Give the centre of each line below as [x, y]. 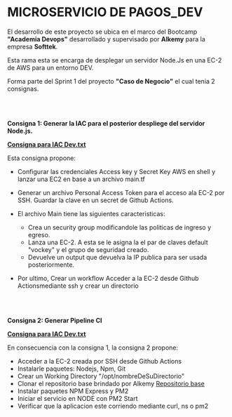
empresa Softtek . [33, 46]
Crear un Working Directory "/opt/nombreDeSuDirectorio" [101, 376]
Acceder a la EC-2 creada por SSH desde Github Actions [100, 361]
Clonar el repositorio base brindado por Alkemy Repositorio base [111, 383]
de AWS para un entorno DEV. [50, 67]
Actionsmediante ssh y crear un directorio [78, 286]
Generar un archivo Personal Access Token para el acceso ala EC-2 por [121, 192]
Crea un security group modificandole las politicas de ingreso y [120, 227]
